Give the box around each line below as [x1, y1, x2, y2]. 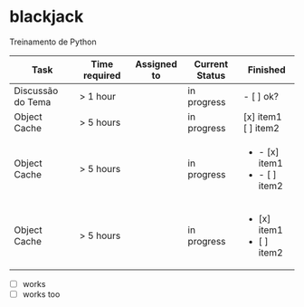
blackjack [9, 6, 84, 27]
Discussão [14, 84, 59, 97]
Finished [247, 63, 286, 76]
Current [194, 57, 229, 70]
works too [22, 289, 61, 300]
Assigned [135, 57, 178, 70]
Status [196, 69, 226, 82]
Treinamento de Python [9, 36, 97, 47]
